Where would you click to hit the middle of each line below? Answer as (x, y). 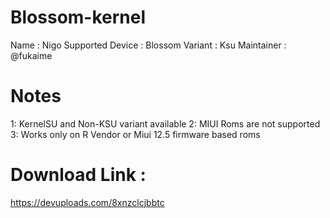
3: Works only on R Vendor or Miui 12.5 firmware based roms (135, 134)
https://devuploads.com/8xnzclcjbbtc (87, 202)
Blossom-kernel (78, 17)
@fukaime (31, 55)
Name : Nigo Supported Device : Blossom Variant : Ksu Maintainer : (148, 45)
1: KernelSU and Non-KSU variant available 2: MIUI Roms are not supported (165, 123)
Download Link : (78, 175)
